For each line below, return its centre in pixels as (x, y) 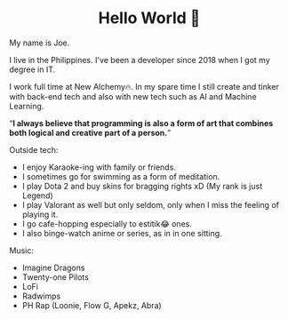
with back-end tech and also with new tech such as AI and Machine (133, 96)
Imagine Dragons (53, 267)
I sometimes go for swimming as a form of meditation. (121, 176)
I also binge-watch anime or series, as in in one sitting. (122, 233)
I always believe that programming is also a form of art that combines (143, 123)
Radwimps (41, 296)
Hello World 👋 (149, 18)
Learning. (27, 106)
